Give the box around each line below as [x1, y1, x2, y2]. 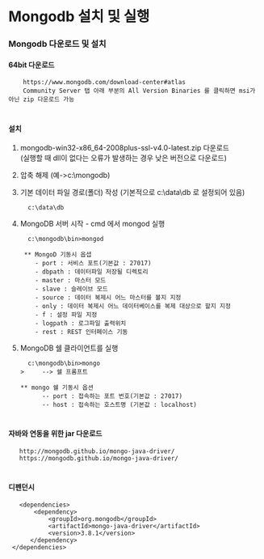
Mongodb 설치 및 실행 [8, 7, 150, 26]
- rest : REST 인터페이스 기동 [35, 328, 128, 337]
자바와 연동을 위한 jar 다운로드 [8, 429, 103, 438]
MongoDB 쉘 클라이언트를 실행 [19, 343, 119, 353]
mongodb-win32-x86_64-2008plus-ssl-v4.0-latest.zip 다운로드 [19, 143, 230, 153]
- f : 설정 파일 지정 [35, 311, 98, 320]
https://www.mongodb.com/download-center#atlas [23, 78, 186, 87]
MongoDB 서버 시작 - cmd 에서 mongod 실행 [19, 219, 166, 229]
